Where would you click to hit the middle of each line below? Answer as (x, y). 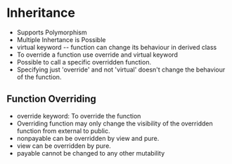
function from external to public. (63, 130)
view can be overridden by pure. (64, 146)
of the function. (39, 77)
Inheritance (41, 13)
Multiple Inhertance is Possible (61, 39)
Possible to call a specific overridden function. (84, 62)
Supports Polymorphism (52, 32)
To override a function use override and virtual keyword (97, 55)
